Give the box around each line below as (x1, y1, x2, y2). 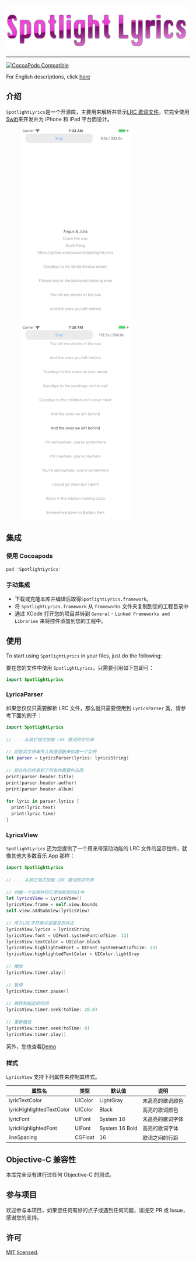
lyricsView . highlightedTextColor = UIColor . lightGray (6, 951, 140, 957)
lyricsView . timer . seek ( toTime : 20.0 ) (6, 1007, 98, 1013)
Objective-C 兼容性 (6, 1154, 76, 1164)
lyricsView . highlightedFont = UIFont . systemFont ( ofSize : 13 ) (6, 945, 158, 951)
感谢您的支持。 (6, 1214, 42, 1221)
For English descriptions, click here (6, 73, 90, 80)
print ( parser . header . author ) (6, 780, 77, 786)
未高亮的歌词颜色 (142, 1097, 184, 1104)
